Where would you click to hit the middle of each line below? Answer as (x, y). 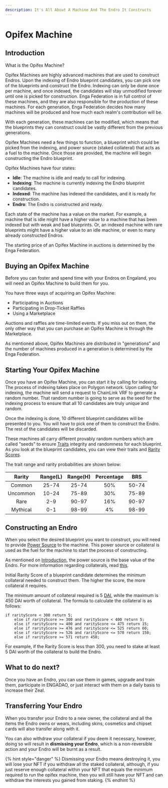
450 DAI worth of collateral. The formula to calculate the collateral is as (78, 601)
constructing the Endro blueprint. (39, 158)
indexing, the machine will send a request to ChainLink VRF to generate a (81, 393)
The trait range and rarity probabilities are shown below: (63, 465)
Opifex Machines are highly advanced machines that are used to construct (82, 75)
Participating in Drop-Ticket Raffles (49, 308)
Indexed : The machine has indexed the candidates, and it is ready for (84, 193)
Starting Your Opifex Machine (52, 370)
